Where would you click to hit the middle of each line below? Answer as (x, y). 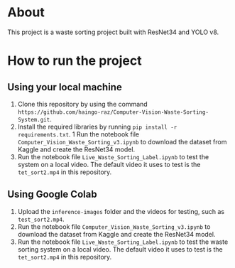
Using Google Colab (52, 194)
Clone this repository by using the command (82, 104)
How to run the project (75, 61)
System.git (34, 119)
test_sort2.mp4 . (41, 219)
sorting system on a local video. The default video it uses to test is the (120, 249)
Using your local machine (65, 87)
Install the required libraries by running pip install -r (97, 127)
